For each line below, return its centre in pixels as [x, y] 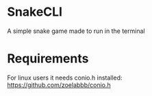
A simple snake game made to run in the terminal [76, 31]
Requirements [48, 59]
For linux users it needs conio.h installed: [65, 77]
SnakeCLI [35, 12]
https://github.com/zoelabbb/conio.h [59, 85]
